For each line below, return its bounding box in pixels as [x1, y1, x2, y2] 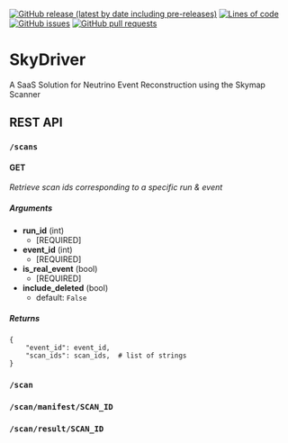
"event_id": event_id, [25, 343, 111, 353]
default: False [35, 293, 87, 303]
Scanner [9, 88, 40, 99]
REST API [9, 115, 63, 131]
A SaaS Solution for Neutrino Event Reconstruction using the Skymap [9, 79, 265, 90]
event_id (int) [22, 244, 74, 256]
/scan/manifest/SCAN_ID [9, 402, 114, 412]
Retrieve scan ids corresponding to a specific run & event [9, 182, 223, 193]
